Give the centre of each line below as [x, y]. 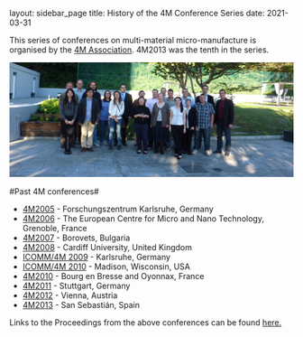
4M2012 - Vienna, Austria [70, 295]
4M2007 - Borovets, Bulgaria [76, 238]
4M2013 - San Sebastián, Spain [81, 305]
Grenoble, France [55, 229]
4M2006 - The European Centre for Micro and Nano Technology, [143, 219]
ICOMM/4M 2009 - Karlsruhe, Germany [96, 257]
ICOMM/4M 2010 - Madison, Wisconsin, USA [106, 267]
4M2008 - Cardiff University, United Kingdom [107, 248]
